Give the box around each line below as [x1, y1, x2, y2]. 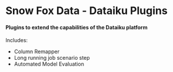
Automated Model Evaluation [14, 60, 85, 68]
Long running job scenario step [14, 54, 90, 61]
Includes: [5, 37, 28, 44]
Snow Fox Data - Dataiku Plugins [5, 4, 168, 18]
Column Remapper [14, 48, 60, 55]
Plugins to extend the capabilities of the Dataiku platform [5, 23, 148, 30]
